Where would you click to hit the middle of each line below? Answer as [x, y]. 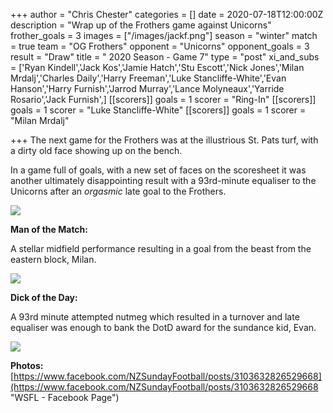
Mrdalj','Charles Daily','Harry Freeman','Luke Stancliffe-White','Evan [148, 78]
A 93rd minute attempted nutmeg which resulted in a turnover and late [155, 317]
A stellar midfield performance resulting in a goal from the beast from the [161, 248]
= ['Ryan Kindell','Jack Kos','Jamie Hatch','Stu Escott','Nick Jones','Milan [157, 67]
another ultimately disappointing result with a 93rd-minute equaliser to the [163, 180]
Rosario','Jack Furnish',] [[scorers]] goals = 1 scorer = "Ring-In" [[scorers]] [163, 99]
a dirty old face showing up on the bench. [96, 150]
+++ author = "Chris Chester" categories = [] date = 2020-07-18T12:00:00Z [167, 14]
